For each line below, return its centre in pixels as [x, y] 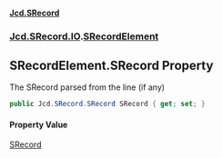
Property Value [39, 124]
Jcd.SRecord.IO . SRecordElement [84, 36]
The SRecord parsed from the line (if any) [87, 87]
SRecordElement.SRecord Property [111, 65]
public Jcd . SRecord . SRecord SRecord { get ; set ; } [107, 104]
